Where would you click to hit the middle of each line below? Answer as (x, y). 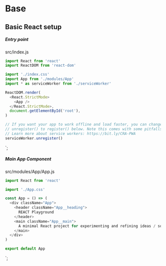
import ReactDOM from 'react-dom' (41, 66)
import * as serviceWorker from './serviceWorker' (58, 84)
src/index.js (17, 52)
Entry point (17, 40)
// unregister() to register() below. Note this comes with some (74, 129)
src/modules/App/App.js (30, 172)
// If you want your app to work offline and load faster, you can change (84, 125)
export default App (25, 249)
